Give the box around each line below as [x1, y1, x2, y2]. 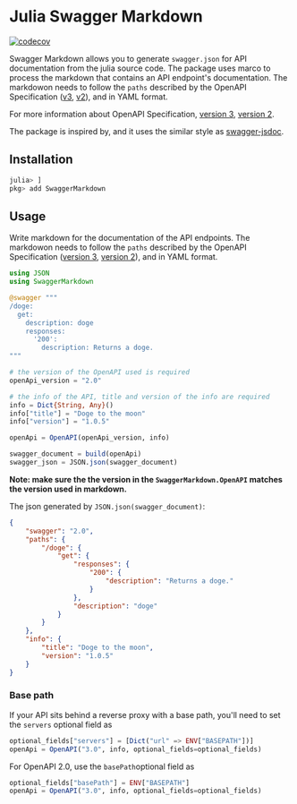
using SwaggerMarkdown [9, 278, 94, 287]
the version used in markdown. [9, 483, 127, 494]
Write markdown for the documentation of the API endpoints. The [9, 233, 250, 244]
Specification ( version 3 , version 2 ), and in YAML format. [9, 252, 218, 262]
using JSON [9, 269, 50, 278]
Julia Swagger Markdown [9, 6, 203, 27]
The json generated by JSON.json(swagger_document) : [9, 500, 206, 511]
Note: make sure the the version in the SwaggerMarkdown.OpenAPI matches [9, 474, 284, 484]
